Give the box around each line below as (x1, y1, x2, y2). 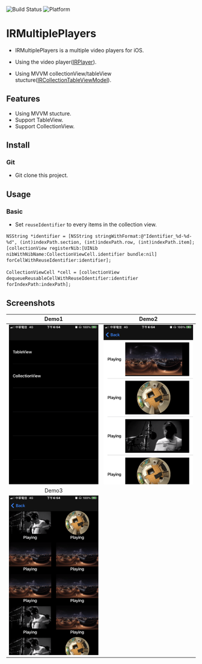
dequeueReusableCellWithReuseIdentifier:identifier (6, 276, 138, 282)
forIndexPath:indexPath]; (6, 282, 71, 288)
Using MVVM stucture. (14, 110, 72, 117)
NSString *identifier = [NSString (6, 234, 93, 240)
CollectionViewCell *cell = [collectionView (6, 270, 120, 276)
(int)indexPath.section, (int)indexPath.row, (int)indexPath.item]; (19, 240, 195, 246)
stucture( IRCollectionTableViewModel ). (14, 76, 112, 84)
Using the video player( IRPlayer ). (14, 58, 97, 66)
